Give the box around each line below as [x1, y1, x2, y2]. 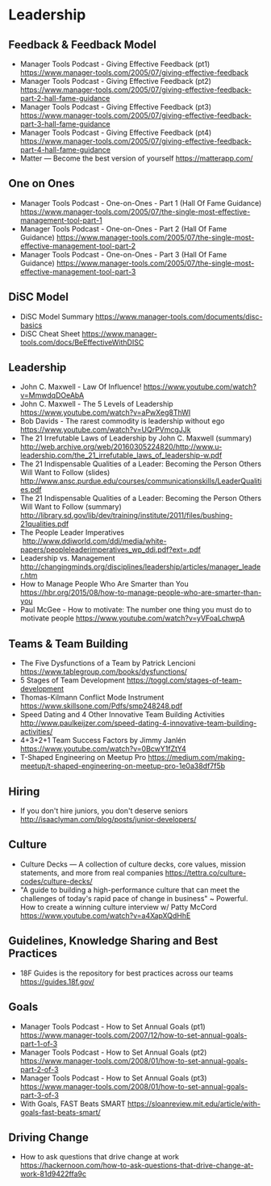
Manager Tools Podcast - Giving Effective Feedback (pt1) [19, 59, 211, 69]
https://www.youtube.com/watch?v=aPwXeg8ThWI [19, 407, 191, 417]
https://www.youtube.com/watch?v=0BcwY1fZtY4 [19, 744, 187, 754]
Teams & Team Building [8, 637, 129, 650]
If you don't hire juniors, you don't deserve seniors [19, 806, 188, 816]
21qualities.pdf [19, 519, 69, 529]
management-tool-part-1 [19, 215, 102, 225]
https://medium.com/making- [148, 753, 246, 762]
